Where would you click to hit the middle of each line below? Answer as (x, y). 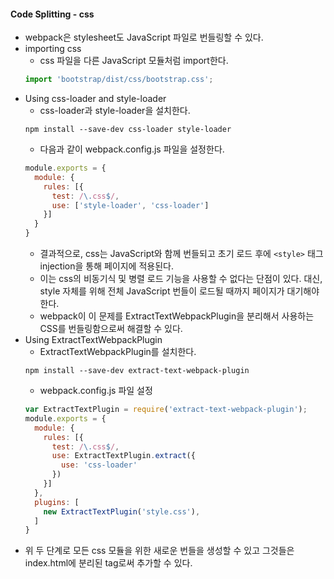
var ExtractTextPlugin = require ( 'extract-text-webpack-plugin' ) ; (166, 410)
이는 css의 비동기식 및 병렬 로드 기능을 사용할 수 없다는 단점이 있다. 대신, (181, 279)
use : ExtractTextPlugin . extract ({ (123, 456)
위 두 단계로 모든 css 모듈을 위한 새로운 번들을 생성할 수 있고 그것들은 (159, 551)
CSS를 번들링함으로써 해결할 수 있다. (111, 329)
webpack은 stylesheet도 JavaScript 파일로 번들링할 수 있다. (144, 37)
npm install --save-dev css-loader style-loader (128, 130)
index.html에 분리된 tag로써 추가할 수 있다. (108, 563)
